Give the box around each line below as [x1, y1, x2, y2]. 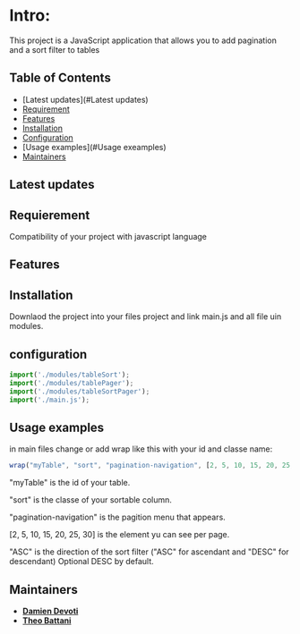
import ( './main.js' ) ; [9, 395, 90, 404]
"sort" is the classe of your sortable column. [9, 495, 173, 505]
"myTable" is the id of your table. [9, 478, 131, 488]
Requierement [9, 207, 90, 223]
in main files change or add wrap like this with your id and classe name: [9, 444, 273, 454]
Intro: [9, 5, 51, 26]
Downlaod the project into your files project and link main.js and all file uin [9, 311, 282, 322]
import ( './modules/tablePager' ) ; [9, 378, 134, 387]
